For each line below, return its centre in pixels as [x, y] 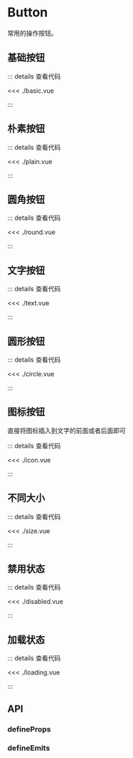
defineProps [29, 729]
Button [28, 12]
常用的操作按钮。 [32, 33]
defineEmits [29, 748]
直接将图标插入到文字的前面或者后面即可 [66, 430]
